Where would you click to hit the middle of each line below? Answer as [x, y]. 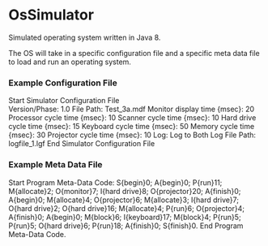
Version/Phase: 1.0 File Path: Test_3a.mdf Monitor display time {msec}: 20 [132, 109]
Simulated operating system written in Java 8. [85, 37]
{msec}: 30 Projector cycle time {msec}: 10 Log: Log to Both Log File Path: [132, 135]
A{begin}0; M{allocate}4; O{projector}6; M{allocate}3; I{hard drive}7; [123, 200]
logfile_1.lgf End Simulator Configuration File [82, 144]
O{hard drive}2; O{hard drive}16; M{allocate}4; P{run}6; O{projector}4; [127, 208]
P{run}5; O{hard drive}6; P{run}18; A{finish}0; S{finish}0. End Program [126, 226]
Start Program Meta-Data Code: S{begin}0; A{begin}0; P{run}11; [115, 182]
